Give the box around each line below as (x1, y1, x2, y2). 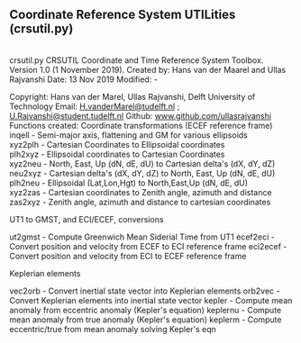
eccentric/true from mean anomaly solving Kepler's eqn (9, 323, 216, 334)
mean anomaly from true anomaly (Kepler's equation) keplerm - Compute (9, 314, 282, 325)
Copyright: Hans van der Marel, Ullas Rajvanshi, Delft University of (9, 91, 256, 102)
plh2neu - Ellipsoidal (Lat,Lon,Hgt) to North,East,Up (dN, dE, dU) (9, 177, 249, 188)
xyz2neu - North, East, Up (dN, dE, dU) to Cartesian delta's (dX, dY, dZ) (9, 158, 276, 169)
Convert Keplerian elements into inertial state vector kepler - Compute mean (9, 294, 293, 305)
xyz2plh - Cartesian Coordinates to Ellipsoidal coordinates (9, 139, 225, 149)
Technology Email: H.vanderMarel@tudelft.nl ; (9, 101, 180, 112)
